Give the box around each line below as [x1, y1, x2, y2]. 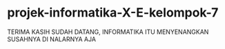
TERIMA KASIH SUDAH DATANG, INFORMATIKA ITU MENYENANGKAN [7, 28, 209, 36]
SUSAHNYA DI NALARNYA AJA [7, 35, 97, 43]
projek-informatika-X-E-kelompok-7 [7, 5, 219, 21]
